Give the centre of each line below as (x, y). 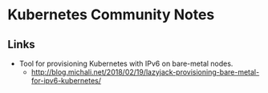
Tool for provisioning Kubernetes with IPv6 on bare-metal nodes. (126, 63)
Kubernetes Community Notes (111, 15)
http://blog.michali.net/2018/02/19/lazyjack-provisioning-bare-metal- (145, 72)
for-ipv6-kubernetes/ (66, 81)
